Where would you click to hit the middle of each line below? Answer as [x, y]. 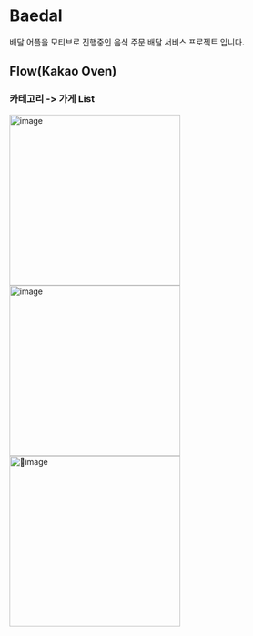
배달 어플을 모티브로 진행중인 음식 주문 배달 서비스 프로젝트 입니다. [127, 42]
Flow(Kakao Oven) [63, 71]
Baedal [36, 16]
